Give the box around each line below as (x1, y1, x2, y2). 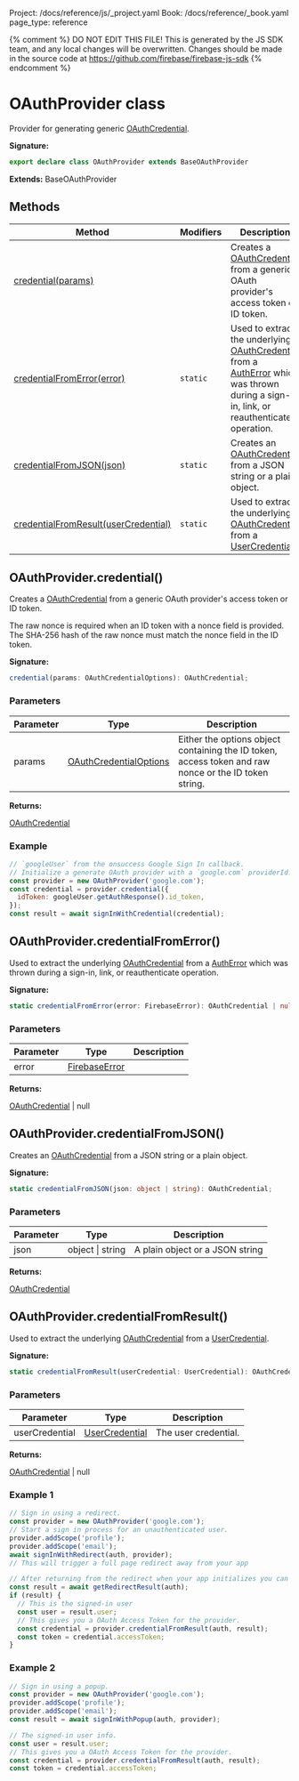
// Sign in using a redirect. (9, 1509, 122, 1518)
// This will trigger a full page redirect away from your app (9, 1559, 249, 1567)
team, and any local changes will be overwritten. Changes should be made (9, 44, 283, 54)
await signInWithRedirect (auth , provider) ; (9, 1550, 174, 1559)
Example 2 (9, 1662, 56, 1674)
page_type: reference (9, 17, 88, 28)
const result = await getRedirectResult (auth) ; (9, 1583, 190, 1592)
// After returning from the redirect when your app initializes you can (9, 1575, 289, 1584)
